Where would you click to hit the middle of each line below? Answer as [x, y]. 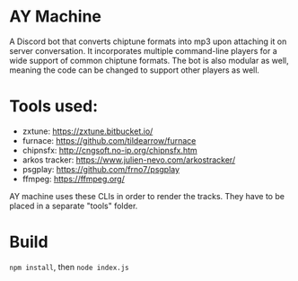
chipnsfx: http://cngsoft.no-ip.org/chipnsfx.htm [110, 150]
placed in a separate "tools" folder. [74, 206]
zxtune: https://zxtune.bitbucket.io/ [88, 131]
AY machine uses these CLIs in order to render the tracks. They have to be [147, 196]
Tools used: [54, 106]
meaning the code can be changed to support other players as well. [135, 70]
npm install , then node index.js [70, 267]
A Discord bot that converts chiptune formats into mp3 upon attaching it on [148, 41]
